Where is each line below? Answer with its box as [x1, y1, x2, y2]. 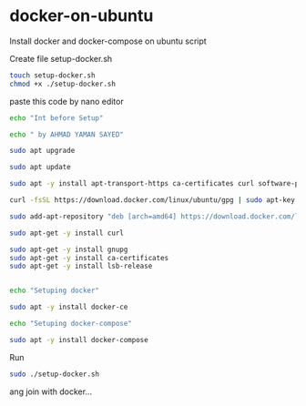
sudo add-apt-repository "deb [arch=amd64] [9, 211, 178, 221]
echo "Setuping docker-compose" [9, 320, 132, 329]
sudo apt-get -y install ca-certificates [9, 253, 169, 262]
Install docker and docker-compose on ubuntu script [9, 36, 207, 46]
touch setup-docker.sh [9, 70, 96, 80]
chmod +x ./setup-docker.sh [9, 79, 117, 88]
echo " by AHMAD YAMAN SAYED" [9, 129, 125, 139]
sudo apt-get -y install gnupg [9, 245, 128, 254]
